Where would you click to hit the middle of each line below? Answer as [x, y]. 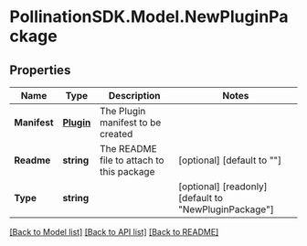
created [116, 134]
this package [127, 171]
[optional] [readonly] [222, 187]
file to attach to [132, 160]
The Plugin [122, 111]
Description [134, 96]
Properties [40, 70]
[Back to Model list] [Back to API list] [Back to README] [114, 232]
